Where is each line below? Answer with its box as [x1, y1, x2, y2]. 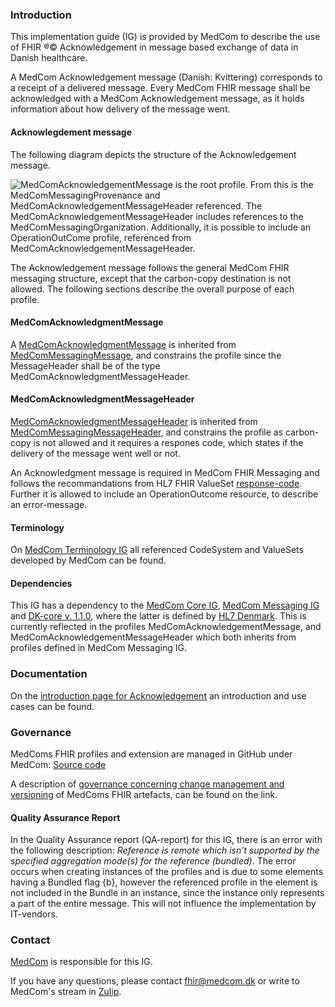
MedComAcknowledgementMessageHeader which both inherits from [10, 631, 297, 643]
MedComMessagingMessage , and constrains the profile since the [10, 349, 282, 361]
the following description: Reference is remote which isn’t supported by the [10, 844, 320, 857]
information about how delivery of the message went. [10, 103, 231, 115]
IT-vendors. [10, 908, 58, 920]
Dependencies [10, 577, 73, 589]
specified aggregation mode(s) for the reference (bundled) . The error [10, 855, 297, 867]
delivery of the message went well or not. [10, 447, 181, 459]
